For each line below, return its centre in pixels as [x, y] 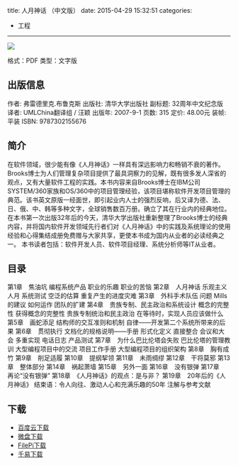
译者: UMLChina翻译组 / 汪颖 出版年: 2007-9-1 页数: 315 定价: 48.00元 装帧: [117, 112]
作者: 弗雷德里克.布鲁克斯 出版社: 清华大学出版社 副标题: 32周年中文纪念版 [115, 103]
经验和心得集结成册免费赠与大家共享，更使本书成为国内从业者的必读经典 [113, 235]
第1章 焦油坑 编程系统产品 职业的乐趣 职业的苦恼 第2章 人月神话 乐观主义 [117, 287]
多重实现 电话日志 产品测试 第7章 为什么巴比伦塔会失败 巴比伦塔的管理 [120, 340]
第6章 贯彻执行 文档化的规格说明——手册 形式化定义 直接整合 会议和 [117, 332]
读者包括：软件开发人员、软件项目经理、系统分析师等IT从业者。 [126, 244]
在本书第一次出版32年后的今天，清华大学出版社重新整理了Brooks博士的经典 [118, 217]
